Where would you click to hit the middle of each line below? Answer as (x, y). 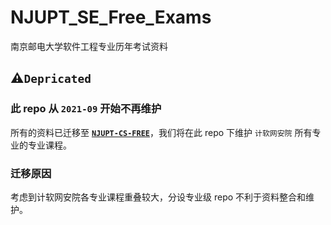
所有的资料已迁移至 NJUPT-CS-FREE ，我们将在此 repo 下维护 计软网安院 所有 (161, 132)
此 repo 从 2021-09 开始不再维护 (86, 109)
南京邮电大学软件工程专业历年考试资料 (89, 46)
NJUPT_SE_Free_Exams (111, 17)
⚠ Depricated (51, 78)
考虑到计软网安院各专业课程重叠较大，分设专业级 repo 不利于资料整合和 (158, 197)
